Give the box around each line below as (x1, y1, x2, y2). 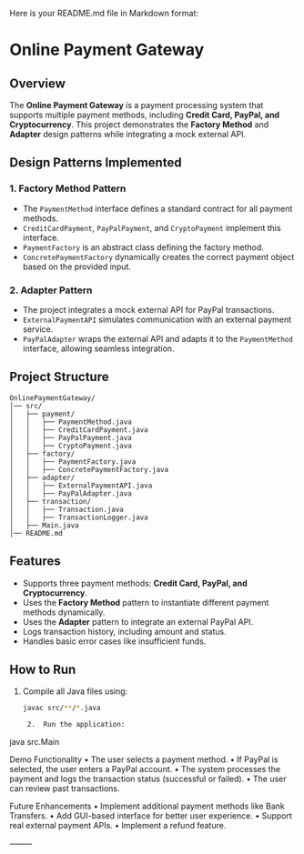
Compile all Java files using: (22, 686, 128, 697)
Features (9, 554, 61, 569)
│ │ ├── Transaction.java (9, 505, 125, 514)
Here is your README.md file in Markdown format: (9, 8, 198, 18)
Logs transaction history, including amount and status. (22, 626, 227, 637)
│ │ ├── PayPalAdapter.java (9, 488, 132, 498)
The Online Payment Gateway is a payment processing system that (9, 100, 264, 110)
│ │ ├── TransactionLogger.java (9, 513, 148, 522)
